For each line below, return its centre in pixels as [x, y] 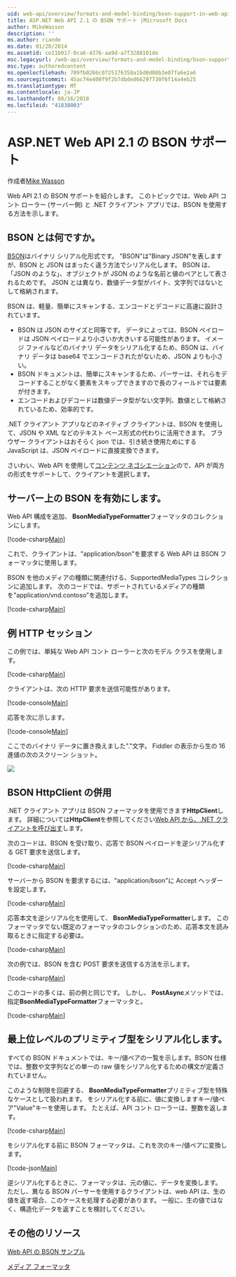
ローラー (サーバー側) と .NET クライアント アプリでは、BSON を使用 [121, 204]
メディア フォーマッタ [39, 1266]
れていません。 [29, 1075]
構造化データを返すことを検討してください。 [84, 1209]
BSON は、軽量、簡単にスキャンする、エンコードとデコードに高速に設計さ [115, 306]
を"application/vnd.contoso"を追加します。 [70, 595]
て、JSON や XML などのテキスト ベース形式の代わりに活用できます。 [108, 433]
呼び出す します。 [62, 828]
